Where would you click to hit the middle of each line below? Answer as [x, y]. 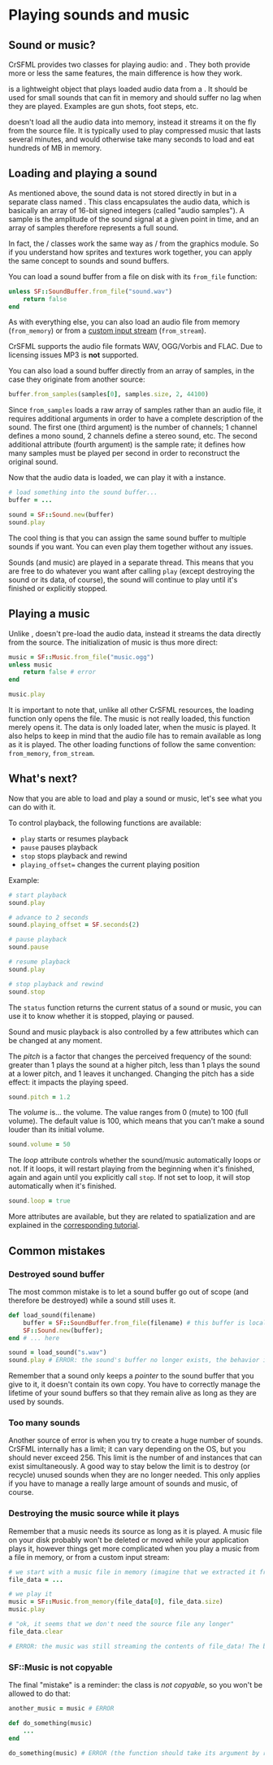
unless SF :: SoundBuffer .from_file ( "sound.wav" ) [91, 291]
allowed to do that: [39, 1693]
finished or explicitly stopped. [58, 588]
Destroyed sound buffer [56, 1274]
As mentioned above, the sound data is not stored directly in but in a [123, 193]
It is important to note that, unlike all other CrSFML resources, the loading [131, 710]
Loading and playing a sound [83, 174]
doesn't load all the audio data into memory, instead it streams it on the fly [132, 122]
